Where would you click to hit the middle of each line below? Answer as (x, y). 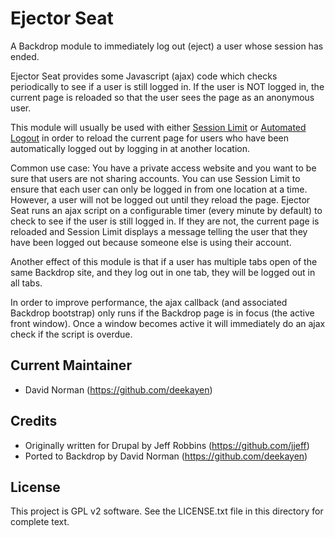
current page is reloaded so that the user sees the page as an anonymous (162, 97)
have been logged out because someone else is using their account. (151, 242)
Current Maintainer (71, 365)
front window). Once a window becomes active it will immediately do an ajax (168, 323)
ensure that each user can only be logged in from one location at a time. (159, 189)
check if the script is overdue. (71, 334)
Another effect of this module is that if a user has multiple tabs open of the (164, 261)
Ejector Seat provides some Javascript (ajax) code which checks (144, 76)
